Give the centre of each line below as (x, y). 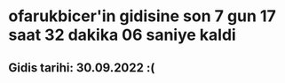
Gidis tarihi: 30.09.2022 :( (82, 68)
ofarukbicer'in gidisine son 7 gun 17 (142, 16)
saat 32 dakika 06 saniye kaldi (122, 35)
